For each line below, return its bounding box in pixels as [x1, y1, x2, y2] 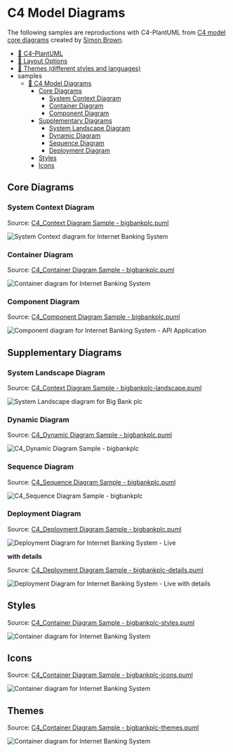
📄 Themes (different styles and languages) [17, 64, 141, 72]
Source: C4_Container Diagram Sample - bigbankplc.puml [7, 265, 175, 274]
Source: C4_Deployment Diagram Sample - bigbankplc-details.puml [7, 565, 204, 574]
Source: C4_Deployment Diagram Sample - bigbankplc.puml [7, 525, 182, 533]
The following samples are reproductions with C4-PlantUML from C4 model [7, 28, 226, 37]
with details [7, 552, 42, 560]
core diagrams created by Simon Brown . [7, 35, 124, 44]
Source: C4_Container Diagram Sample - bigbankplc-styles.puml [7, 618, 195, 626]
